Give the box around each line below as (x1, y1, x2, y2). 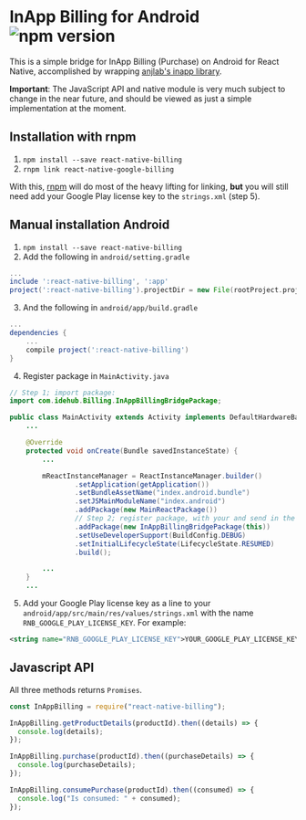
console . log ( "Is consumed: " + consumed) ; (17, 794, 181, 803)
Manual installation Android (9, 217, 170, 233)
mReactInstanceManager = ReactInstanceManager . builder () (42, 471, 262, 480)
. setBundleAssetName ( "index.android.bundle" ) (74, 489, 250, 498)
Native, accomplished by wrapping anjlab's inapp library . (9, 66, 222, 77)
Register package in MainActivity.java (22, 370, 170, 381)
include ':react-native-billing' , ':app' (9, 277, 169, 287)
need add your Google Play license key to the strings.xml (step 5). (9, 190, 260, 202)
